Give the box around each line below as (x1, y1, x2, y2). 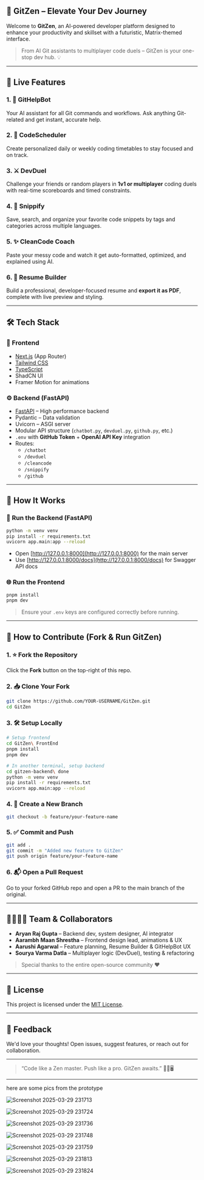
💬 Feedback (6, 1024, 52, 1034)
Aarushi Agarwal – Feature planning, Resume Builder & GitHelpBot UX (15, 943, 191, 950)
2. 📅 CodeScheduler (6, 131, 67, 139)
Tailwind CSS (15, 359, 49, 366)
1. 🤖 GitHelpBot (6, 96, 51, 104)
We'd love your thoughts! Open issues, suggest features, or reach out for (6, 1041, 189, 1048)
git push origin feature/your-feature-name (6, 853, 118, 859)
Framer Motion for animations (15, 378, 90, 385)
